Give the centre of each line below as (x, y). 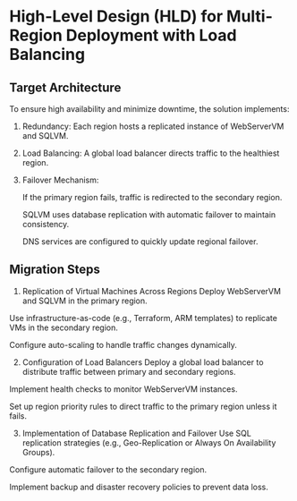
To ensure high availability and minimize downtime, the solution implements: (149, 109)
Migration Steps (55, 270)
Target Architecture (65, 87)
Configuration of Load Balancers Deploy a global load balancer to (143, 362)
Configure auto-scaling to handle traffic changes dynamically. (123, 344)
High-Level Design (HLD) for (116, 17)
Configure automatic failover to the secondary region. (108, 469)
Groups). (38, 452)
